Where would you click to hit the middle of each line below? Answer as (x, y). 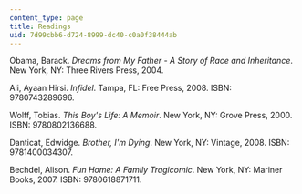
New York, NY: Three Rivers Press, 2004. (87, 70)
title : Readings (40, 26)
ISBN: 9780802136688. (53, 125)
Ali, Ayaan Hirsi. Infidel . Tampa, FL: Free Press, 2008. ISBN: (121, 88)
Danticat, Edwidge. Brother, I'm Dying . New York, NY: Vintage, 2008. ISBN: (150, 143)
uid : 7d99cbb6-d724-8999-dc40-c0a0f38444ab (94, 35)
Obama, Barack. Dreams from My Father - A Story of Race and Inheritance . (151, 61)
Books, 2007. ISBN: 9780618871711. (76, 179)
